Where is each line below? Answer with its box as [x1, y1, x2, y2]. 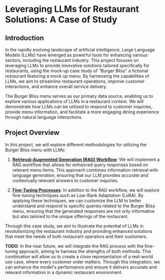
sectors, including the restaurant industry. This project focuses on [5, 57, 139, 63]
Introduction [5, 34, 44, 42]
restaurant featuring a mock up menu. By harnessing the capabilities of [5, 73, 149, 79]
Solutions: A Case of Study [5, 14, 117, 25]
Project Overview [5, 129, 60, 137]
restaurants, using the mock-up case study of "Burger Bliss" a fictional [5, 68, 149, 74]
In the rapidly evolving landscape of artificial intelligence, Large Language [5, 47, 155, 52]
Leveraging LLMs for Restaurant [5, 3, 139, 15]
